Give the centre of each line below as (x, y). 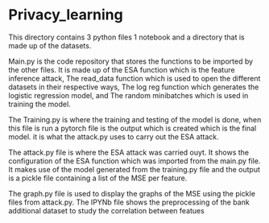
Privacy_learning (66, 15)
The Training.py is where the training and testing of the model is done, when (135, 119)
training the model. (39, 104)
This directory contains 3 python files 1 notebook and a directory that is (126, 37)
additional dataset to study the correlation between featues (107, 210)
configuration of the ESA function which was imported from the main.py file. (134, 161)
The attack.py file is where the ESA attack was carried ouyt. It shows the (129, 152)
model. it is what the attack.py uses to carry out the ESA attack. (114, 136)
